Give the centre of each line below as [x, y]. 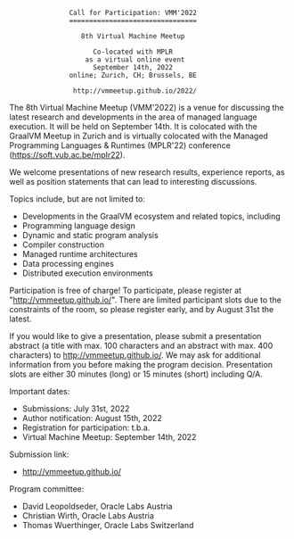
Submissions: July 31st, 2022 [76, 409]
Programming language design [78, 226]
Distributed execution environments [87, 273]
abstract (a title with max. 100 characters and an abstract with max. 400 [141, 345]
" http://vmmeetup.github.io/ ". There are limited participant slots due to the [146, 300]
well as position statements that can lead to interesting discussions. [133, 182]
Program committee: [47, 489]
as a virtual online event [135, 60]
